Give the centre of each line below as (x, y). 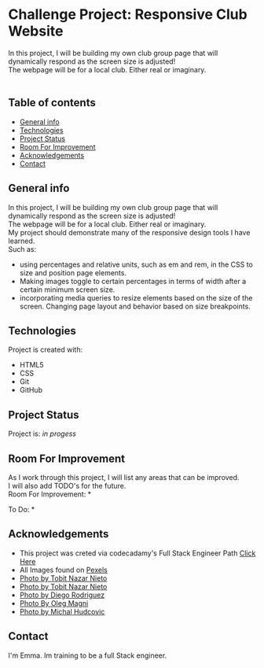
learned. (22, 241)
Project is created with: (46, 350)
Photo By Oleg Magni (54, 603)
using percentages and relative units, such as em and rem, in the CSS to (136, 264)
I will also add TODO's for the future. (67, 486)
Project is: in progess (42, 434)
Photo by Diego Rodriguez (62, 595)
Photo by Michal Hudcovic (62, 611)
